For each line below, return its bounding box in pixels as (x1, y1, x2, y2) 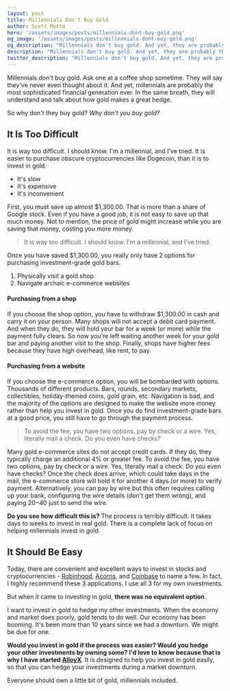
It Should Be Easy (7, 546, 84, 558)
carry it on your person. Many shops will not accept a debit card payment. (7, 317, 216, 325)
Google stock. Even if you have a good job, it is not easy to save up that (7, 210, 209, 218)
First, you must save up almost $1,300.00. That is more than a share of (7, 202, 206, 211)
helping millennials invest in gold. (7, 526, 101, 535)
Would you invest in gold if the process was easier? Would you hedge (7, 641, 209, 649)
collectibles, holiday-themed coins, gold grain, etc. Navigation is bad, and (7, 392, 214, 400)
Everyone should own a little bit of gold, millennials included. (7, 676, 178, 684)
